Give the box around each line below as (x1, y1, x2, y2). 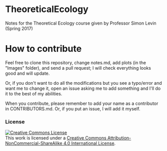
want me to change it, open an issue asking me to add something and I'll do (5, 85, 161, 91)
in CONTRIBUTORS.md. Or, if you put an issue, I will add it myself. (5, 105, 140, 111)
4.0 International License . (63, 140, 116, 146)
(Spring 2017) (5, 25, 33, 31)
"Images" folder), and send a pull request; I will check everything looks (5, 65, 151, 71)
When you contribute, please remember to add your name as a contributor (5, 100, 158, 106)
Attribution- (107, 135, 131, 141)
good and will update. (5, 70, 50, 76)
